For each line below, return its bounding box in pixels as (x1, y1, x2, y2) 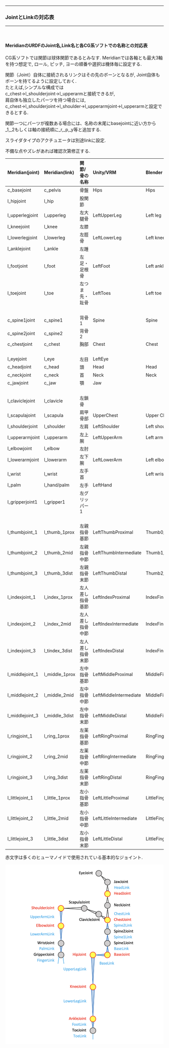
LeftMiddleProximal (93, 671, 133, 677)
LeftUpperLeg (93, 212, 122, 218)
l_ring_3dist (44, 774, 68, 780)
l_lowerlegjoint (7, 234, 38, 240)
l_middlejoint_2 (7, 692, 39, 698)
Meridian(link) (44, 169, 74, 175)
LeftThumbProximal (93, 529, 133, 535)
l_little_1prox (44, 794, 70, 800)
